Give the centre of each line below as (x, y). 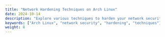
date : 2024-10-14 (23, 14)
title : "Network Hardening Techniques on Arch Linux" (61, 9)
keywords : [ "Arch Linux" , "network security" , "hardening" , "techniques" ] (83, 23)
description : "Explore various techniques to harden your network (74, 18)
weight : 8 (15, 27)
